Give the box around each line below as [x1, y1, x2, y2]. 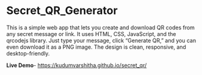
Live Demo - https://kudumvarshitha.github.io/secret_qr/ [6, 62, 147, 69]
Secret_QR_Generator [6, 4, 118, 18]
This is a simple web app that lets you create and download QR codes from [6, 24, 195, 31]
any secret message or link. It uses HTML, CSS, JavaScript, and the [6, 30, 176, 37]
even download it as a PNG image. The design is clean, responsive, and [6, 43, 186, 51]
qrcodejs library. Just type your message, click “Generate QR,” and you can [6, 37, 197, 44]
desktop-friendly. [6, 49, 50, 57]
